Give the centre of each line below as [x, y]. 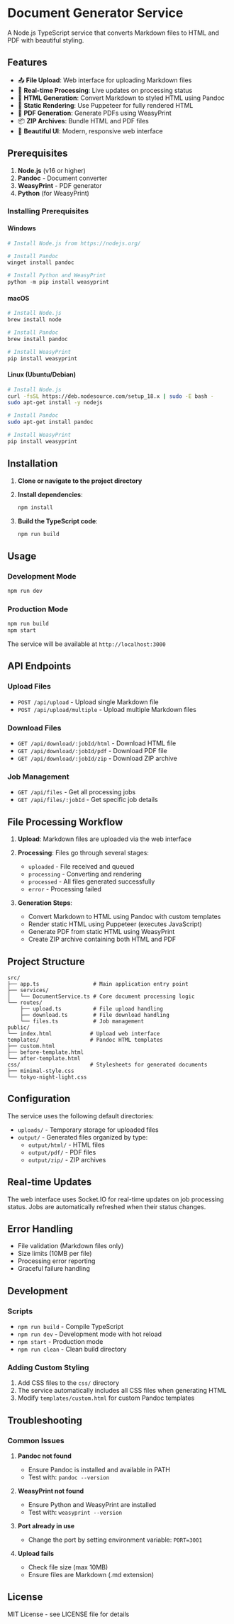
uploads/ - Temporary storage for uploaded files [88, 1130]
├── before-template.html [45, 1052]
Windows [22, 228]
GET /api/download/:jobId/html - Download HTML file [97, 743]
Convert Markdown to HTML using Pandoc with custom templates [124, 917]
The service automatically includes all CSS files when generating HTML [122, 1391]
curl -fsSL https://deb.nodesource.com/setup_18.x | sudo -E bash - [111, 396]
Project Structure [46, 961]
